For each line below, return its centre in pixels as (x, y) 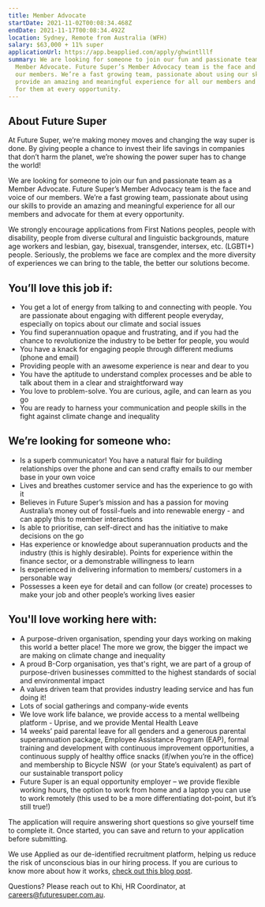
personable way (46, 577)
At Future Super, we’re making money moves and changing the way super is (132, 140)
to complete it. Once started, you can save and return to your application (126, 830)
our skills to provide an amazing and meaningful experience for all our (121, 206)
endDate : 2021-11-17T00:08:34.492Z (67, 30)
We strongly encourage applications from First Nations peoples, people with (132, 229)
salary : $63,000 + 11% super (56, 45)
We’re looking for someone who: (90, 441)
